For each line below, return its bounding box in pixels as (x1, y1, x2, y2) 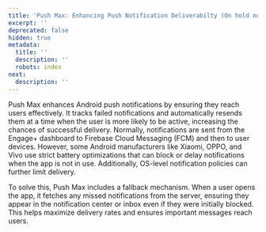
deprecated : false (8, 26, 69, 34)
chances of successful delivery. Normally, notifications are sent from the (8, 124, 245, 135)
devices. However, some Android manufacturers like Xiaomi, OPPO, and (8, 142, 242, 151)
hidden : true (8, 33, 51, 42)
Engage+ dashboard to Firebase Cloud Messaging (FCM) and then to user (8, 133, 250, 143)
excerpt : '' (8, 19, 47, 27)
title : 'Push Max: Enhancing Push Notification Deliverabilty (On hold (8, 11, 249, 20)
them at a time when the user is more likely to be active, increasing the (8, 116, 239, 126)
